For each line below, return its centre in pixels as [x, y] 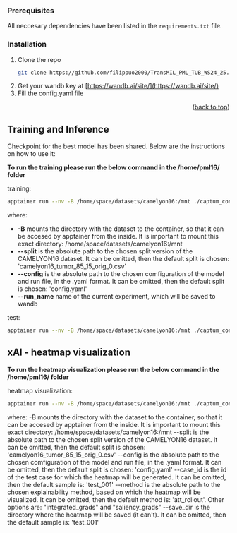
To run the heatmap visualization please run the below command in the [114, 369]
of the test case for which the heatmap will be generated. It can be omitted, [117, 477]
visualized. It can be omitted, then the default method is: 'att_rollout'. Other [116, 499]
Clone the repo [39, 59]
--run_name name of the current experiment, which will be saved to [116, 297]
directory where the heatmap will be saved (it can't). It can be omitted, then [117, 515]
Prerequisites [31, 11]
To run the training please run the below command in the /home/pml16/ [114, 167]
